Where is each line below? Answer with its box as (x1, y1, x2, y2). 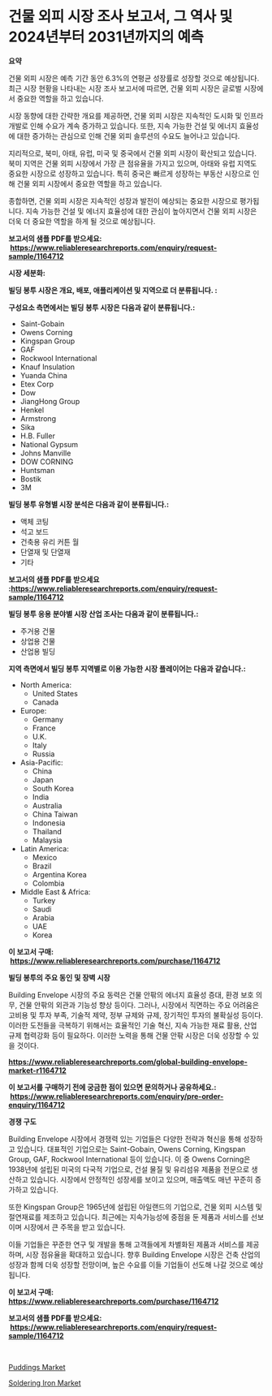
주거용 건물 (19, 626, 56, 636)
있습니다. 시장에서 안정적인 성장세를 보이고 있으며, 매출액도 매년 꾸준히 (29, 1174, 253, 1184)
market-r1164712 (8, 1065, 67, 1075)
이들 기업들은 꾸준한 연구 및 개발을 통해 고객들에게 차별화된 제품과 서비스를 (8, 1239, 245, 1249)
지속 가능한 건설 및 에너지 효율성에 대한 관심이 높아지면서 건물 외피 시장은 (25, 206, 257, 216)
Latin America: (19, 843, 69, 853)
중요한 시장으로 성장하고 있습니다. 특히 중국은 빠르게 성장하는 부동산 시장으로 (8, 168, 252, 179)
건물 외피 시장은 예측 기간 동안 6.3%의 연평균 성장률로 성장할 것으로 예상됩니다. (8, 73, 260, 83)
